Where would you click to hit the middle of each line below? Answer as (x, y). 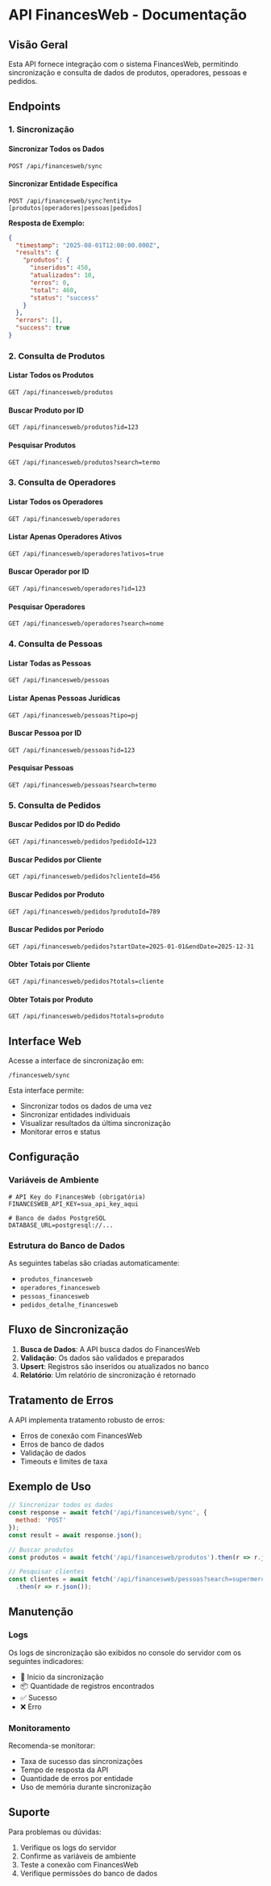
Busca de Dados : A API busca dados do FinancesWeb (110, 1349)
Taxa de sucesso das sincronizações (81, 1762)
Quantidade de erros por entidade (76, 1779)
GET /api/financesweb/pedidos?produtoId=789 (84, 911)
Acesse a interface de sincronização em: (76, 1061)
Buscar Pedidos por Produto (56, 894)
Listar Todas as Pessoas (50, 663)
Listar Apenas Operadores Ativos (65, 537)
